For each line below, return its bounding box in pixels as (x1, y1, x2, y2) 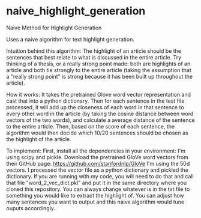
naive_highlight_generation (6, 4, 146, 18)
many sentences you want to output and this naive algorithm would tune (6, 198, 185, 205)
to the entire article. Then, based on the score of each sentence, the (6, 123, 175, 130)
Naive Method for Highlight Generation (6, 24, 102, 31)
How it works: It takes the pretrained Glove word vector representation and (6, 91, 191, 98)
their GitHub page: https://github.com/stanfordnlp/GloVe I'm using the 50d (6, 160, 190, 167)
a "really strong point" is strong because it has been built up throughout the (6, 73, 193, 80)
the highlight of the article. (6, 135, 72, 142)
